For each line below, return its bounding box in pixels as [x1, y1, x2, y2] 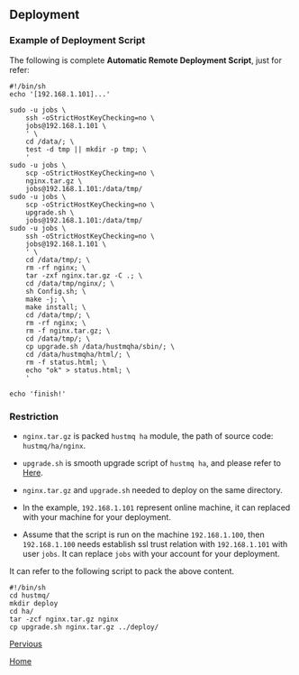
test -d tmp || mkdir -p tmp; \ [25, 144, 147, 154]
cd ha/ [9, 607, 34, 616]
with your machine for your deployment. [22, 511, 171, 522]
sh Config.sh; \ [25, 287, 87, 296]
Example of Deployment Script [9, 34, 146, 47]
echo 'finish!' [9, 389, 67, 398]
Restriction [9, 410, 59, 423]
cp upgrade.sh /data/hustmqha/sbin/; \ [25, 342, 176, 351]
